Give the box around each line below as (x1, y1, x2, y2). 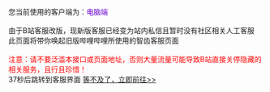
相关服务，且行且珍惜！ (8, 65, 87, 74)
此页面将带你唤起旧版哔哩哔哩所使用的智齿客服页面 (8, 36, 179, 45)
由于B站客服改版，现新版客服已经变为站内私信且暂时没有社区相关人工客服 (8, 26, 255, 35)
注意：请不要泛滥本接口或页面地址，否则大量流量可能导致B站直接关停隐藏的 (8, 55, 262, 64)
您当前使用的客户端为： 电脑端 (8, 7, 108, 16)
